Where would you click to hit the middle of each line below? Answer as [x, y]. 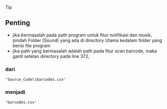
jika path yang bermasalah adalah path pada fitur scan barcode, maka [85, 51]
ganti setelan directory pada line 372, [51, 56]
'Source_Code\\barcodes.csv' [36, 79]
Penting [18, 23]
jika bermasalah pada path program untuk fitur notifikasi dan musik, [82, 35]
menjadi [15, 92]
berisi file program [32, 45]
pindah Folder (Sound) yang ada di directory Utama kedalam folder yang [87, 40]
